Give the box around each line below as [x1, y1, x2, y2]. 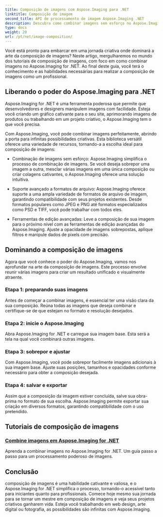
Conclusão [5, 467, 39, 476]
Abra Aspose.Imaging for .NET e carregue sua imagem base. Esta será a [5, 331, 150, 337]
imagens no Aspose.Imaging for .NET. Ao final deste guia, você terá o [5, 63, 144, 69]
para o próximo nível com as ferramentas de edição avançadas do [12, 221, 145, 227]
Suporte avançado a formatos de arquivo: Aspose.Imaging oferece [12, 186, 146, 191]
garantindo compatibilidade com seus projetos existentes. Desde [12, 196, 142, 202]
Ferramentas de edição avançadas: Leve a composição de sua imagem [12, 216, 155, 222]
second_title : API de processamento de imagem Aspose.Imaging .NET [5, 16, 145, 21]
